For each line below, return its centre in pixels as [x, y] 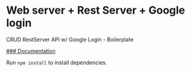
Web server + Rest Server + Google [96, 10]
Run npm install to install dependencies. [57, 62]
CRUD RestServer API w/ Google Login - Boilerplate [70, 39]
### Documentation [31, 51]
